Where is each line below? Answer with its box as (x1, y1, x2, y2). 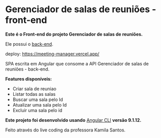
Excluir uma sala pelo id (12, 107, 62, 113)
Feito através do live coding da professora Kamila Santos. (5, 127, 126, 133)
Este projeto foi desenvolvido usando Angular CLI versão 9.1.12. (5, 117, 142, 123)
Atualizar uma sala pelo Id (12, 101, 67, 108)
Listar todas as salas (12, 91, 56, 97)
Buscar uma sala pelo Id (12, 96, 63, 102)
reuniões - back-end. (5, 66, 50, 72)
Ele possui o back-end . (5, 41, 53, 47)
